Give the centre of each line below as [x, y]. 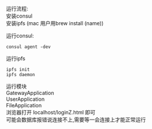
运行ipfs [16, 58]
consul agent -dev [28, 47]
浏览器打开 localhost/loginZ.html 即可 [51, 112]
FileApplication [24, 105]
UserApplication [25, 99]
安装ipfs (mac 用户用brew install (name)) [55, 23]
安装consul [19, 16]
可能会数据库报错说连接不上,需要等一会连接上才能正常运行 [76, 120]
